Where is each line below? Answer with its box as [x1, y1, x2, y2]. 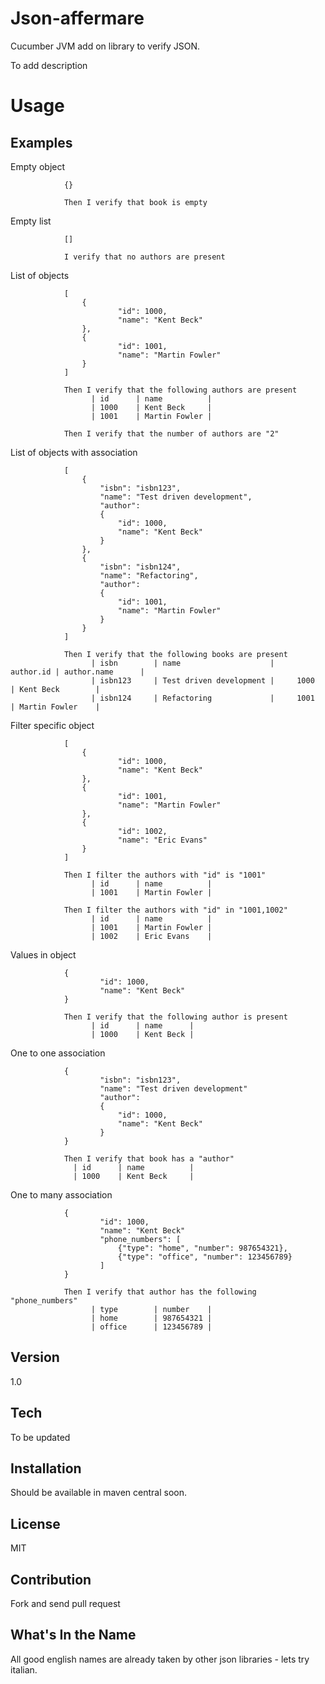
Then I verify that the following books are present [63, 649, 288, 659]
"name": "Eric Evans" [117, 835, 208, 845]
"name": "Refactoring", [99, 570, 199, 581]
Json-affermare [10, 7, 145, 30]
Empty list [10, 215, 52, 227]
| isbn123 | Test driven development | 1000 [90, 675, 315, 686]
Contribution [10, 1571, 92, 1588]
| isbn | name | [90, 658, 275, 668]
